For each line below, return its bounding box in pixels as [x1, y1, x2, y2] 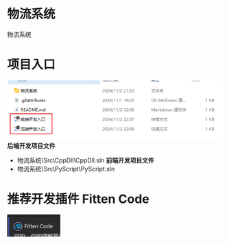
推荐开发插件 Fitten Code [7, 191, 149, 206]
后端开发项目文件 [7, 141, 56, 149]
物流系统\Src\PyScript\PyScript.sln [16, 164, 115, 173]
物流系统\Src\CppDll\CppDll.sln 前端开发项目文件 [16, 156, 154, 164]
